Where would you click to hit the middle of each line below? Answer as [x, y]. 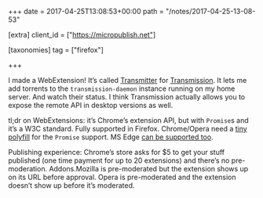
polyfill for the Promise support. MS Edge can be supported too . [111, 137]
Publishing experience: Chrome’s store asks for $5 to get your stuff [117, 152]
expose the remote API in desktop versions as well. [91, 105]
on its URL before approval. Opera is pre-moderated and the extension [122, 177]
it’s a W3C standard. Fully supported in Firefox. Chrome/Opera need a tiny [128, 129]
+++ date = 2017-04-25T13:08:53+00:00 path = [86, 11]
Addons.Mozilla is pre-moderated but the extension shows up [149, 169]
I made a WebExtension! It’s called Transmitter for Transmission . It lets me [128, 80]
